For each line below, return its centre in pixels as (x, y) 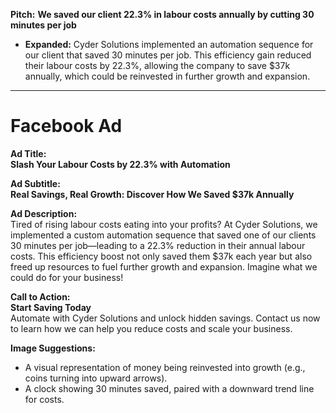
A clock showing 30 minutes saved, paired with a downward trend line (169, 388)
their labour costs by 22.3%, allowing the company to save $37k (157, 65)
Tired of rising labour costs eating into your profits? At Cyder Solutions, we (164, 224)
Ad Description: (44, 213)
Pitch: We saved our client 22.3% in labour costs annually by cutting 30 (162, 14)
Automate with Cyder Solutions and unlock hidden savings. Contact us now (165, 318)
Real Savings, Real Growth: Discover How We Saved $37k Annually (152, 194)
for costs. (44, 399)
